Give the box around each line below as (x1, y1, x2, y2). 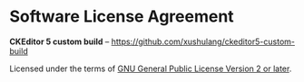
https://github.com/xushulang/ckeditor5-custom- (111, 36, 295, 47)
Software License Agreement (9, 6, 234, 27)
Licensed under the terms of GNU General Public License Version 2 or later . (9, 63, 292, 74)
